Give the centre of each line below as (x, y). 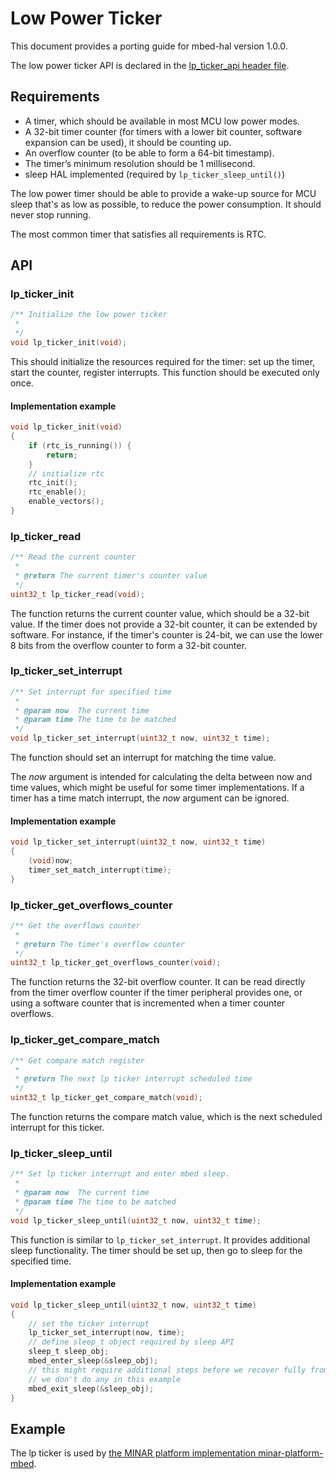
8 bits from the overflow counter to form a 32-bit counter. (128, 645)
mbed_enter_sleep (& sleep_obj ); (93, 1361)
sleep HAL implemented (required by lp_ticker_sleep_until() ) (155, 174)
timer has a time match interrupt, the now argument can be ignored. (150, 798)
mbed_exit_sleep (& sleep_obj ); (91, 1388)
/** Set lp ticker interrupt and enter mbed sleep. (120, 1174)
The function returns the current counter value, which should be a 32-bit (160, 613)
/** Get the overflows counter (75, 925)
